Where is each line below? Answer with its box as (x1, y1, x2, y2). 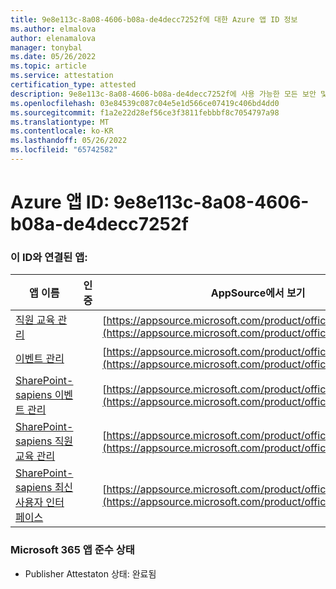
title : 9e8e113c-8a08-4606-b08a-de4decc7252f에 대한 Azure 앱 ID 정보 (10, 14, 298, 25)
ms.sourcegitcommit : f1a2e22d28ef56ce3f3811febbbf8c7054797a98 (10, 107, 280, 118)
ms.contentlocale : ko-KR (10, 126, 114, 136)
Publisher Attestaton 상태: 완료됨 (24, 567, 157, 580)
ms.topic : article (10, 61, 87, 71)
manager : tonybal (10, 42, 83, 53)
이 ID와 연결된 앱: (10, 250, 88, 264)
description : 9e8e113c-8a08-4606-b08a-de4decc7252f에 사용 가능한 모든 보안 (10, 89, 317, 99)
